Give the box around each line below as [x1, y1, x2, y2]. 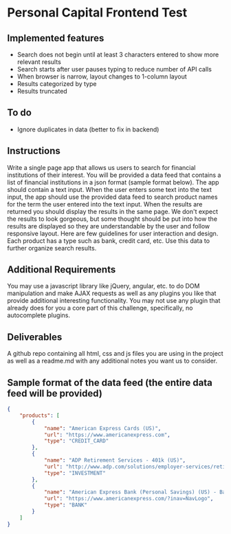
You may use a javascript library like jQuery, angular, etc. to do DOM [7, 282, 200, 290]
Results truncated [16, 87, 67, 95]
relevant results [16, 58, 62, 66]
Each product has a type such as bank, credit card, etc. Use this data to [7, 236, 210, 245]
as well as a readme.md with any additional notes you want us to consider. [7, 356, 218, 365]
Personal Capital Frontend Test [7, 5, 188, 21]
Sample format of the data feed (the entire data [7, 376, 213, 388]
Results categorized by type [16, 80, 97, 87]
